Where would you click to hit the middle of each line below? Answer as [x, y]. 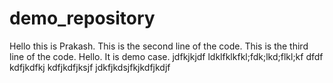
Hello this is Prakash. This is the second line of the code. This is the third [159, 46]
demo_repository [82, 18]
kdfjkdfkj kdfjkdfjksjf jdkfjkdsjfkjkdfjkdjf [90, 67]
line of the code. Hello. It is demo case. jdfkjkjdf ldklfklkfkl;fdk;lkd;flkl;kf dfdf [166, 56]
